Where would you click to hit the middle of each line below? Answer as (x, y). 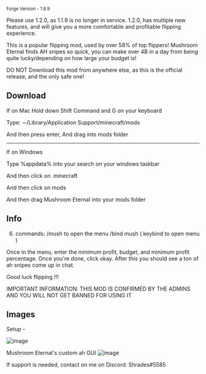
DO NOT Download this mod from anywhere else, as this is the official (94, 70)
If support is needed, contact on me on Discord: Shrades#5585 (86, 365)
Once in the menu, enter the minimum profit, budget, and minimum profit (98, 252)
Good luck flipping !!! (33, 277)
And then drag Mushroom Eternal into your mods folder (76, 199)
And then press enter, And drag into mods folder (67, 134)
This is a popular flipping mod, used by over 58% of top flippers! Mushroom (102, 45)
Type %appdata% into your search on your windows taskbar (83, 164)
